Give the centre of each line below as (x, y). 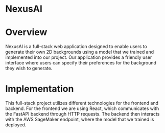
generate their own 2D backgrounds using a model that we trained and (80, 52)
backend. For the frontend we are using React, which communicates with (82, 108)
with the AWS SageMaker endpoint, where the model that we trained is (80, 119)
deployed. (16, 125)
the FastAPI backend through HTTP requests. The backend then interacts (82, 114)
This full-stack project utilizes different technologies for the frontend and (82, 103)
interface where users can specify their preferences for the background (81, 63)
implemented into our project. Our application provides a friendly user (79, 57)
